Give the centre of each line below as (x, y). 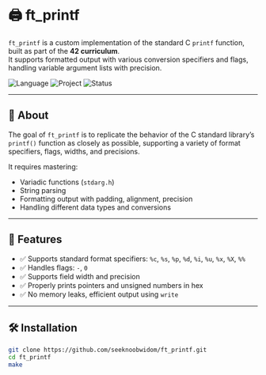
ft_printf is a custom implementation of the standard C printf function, (127, 42)
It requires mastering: (43, 166)
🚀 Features (35, 239)
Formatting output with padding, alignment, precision (106, 199)
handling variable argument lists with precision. (85, 67)
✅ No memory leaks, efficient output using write (99, 294)
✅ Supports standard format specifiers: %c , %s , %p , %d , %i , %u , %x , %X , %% (132, 259)
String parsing (43, 190)
